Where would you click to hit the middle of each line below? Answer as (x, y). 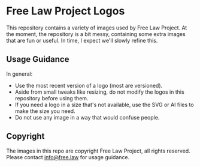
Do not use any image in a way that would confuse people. (87, 117)
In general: (19, 74)
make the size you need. (45, 111)
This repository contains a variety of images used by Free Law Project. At (97, 28)
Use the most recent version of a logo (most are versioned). (89, 85)
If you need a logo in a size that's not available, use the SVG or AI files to (104, 105)
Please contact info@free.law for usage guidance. (68, 157)
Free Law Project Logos (66, 11)
